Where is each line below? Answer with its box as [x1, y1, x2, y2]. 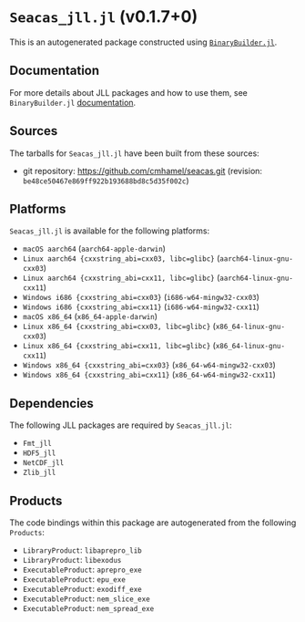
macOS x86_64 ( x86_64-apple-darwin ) [22, 311, 158, 322]
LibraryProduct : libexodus [22, 555, 122, 565]
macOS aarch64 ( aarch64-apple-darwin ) [22, 244, 167, 254]
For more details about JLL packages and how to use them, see [9, 87, 249, 98]
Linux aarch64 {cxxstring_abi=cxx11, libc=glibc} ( [22, 272, 220, 284]
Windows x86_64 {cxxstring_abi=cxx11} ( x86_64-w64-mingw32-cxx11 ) [22, 369, 276, 380]
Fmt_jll [22, 440, 52, 449]
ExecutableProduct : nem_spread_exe [22, 603, 155, 613]
